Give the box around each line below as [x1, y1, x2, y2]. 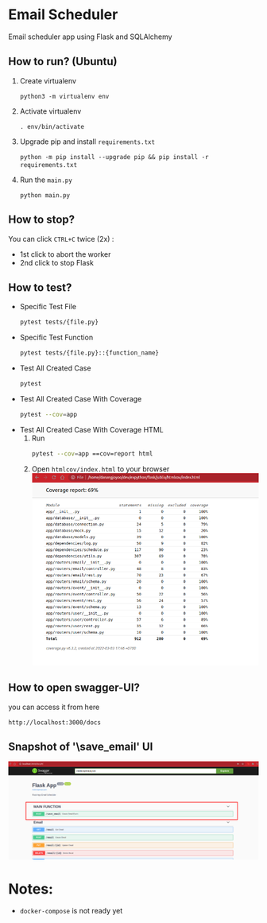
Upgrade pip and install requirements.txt [19, 137, 156, 146]
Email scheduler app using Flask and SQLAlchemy [8, 32, 172, 41]
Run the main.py [19, 175, 73, 184]
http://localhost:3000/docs [8, 718, 102, 727]
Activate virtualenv [19, 106, 82, 116]
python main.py [19, 191, 71, 200]
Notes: [8, 880, 54, 898]
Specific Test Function [19, 332, 94, 343]
